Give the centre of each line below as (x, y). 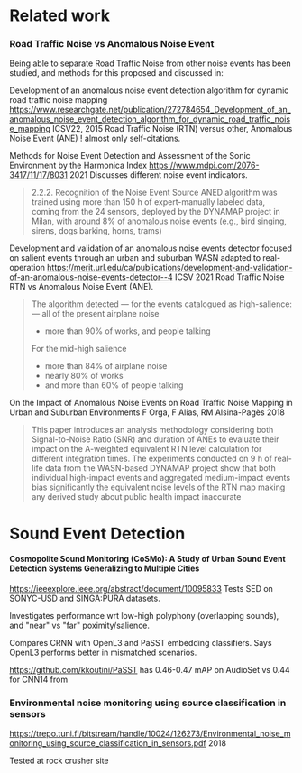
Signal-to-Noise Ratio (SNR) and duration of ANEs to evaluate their (155, 439)
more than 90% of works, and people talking (128, 331)
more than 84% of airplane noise (106, 366)
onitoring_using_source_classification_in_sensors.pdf (108, 743)
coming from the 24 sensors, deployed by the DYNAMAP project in (156, 212)
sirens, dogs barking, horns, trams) (96, 231)
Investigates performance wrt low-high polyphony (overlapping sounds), (144, 615)
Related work (60, 16)
